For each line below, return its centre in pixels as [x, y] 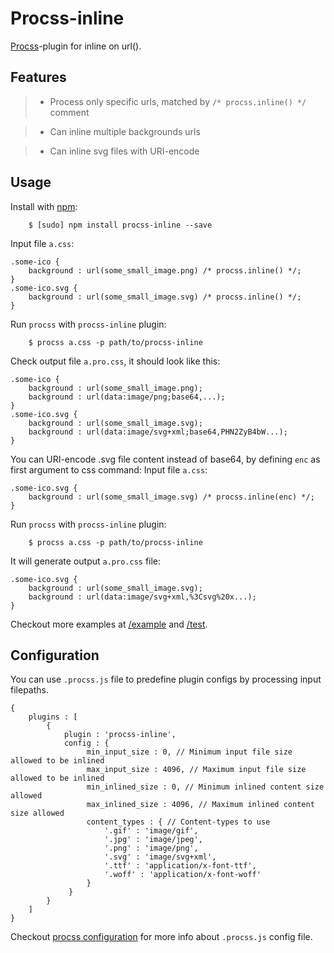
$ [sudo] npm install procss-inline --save [120, 225]
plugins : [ [53, 717]
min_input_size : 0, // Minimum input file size [189, 752]
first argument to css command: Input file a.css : [109, 469]
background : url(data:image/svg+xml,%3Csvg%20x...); [142, 597]
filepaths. [29, 690]
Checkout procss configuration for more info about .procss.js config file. [161, 937]
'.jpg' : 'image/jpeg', [153, 840]
